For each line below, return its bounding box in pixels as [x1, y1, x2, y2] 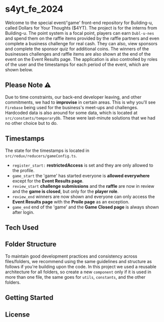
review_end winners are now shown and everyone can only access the [12, 193, 155, 200]
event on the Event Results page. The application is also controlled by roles [5, 56, 158, 62]
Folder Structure [5, 240, 57, 249]
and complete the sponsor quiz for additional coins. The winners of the [5, 46, 149, 52]
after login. [12, 209, 34, 215]
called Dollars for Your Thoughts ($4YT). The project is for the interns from [5, 25, 158, 30]
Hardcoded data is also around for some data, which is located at [5, 110, 138, 116]
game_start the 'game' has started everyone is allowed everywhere [12, 173, 150, 178]
